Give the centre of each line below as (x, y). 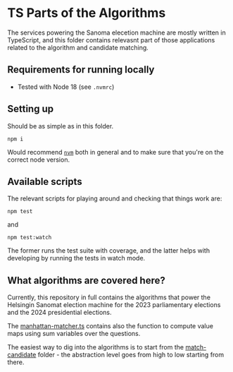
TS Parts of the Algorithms (87, 13)
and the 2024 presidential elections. (59, 313)
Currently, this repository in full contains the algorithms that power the (109, 297)
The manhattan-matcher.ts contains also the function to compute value (110, 326)
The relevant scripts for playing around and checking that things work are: (115, 198)
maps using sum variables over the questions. (74, 334)
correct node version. (39, 160)
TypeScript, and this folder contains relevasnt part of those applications (111, 40)
